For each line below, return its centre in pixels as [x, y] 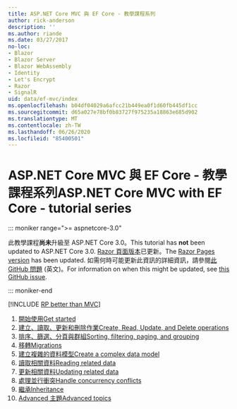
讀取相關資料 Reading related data [67, 363]
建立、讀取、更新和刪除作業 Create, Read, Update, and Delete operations [123, 328]
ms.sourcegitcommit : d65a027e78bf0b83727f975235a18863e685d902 [103, 112]
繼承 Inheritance [41, 389]
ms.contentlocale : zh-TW [44, 125]
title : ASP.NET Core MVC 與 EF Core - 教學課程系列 [82, 14]
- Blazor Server [32, 60]
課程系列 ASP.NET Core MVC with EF [115, 193]
